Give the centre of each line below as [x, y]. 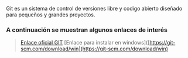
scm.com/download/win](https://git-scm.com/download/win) [94, 49]
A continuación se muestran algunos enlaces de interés [87, 30]
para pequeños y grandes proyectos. [51, 15]
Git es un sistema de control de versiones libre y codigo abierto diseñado [94, 8]
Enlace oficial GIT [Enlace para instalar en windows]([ [85, 43]
